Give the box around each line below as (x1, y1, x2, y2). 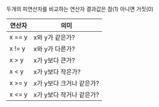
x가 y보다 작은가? (33, 68, 81, 76)
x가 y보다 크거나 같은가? (33, 79, 100, 87)
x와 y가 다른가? (33, 45, 75, 53)
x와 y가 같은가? (33, 33, 75, 42)
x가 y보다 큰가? (33, 56, 75, 64)
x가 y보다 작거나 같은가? (33, 90, 100, 99)
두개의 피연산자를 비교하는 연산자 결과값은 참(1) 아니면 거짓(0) (6, 6, 154, 12)
